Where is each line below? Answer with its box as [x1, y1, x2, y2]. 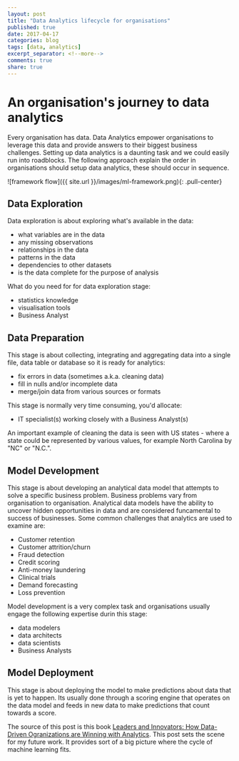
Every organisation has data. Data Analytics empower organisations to [7, 133, 214, 141]
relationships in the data [17, 245, 89, 254]
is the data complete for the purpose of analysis [17, 268, 159, 277]
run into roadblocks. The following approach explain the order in [7, 155, 196, 164]
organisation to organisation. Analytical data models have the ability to [7, 499, 214, 507]
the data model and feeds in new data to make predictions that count [7, 700, 210, 710]
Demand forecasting [17, 581, 78, 589]
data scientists [17, 639, 61, 647]
